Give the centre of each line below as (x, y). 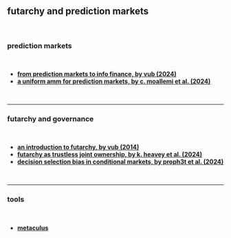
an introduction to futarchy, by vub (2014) (78, 147)
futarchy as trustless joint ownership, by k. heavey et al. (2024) (110, 155)
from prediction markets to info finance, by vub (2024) (97, 74)
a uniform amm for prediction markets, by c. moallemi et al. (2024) (114, 81)
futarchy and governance (51, 119)
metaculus (33, 228)
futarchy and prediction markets (78, 11)
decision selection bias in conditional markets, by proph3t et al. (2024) (120, 162)
